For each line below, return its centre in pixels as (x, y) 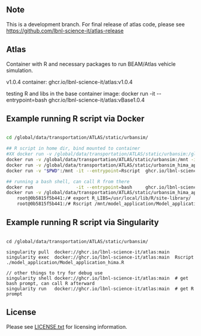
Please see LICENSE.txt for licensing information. (67, 326)
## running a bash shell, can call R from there (68, 181)
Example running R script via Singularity (83, 223)
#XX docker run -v (29, 154)
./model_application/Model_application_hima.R (65, 262)
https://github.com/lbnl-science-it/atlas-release (65, 31)
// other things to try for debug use (54, 273)
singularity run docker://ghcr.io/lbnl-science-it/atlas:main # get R (100, 289)
